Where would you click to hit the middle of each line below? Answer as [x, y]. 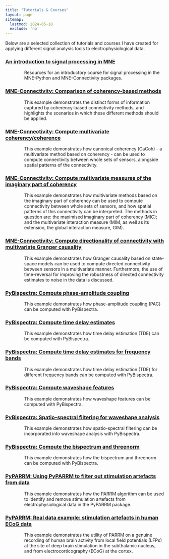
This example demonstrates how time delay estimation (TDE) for [91, 369]
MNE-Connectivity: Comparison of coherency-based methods [83, 91]
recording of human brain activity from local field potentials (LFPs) [93, 540]
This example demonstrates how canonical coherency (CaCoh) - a [93, 149]
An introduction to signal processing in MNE [60, 62]
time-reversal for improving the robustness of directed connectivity [94, 274]
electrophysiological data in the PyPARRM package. [78, 504]
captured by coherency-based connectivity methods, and [84, 107]
